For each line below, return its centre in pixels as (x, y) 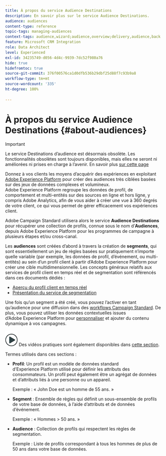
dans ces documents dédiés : (35, 277)
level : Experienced (25, 52)
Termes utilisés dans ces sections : (41, 354)
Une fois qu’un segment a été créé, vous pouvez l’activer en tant (71, 302)
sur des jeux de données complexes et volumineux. (57, 184)
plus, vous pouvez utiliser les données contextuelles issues (66, 313)
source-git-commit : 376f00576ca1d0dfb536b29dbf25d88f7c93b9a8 (71, 74)
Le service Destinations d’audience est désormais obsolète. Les (70, 154)
